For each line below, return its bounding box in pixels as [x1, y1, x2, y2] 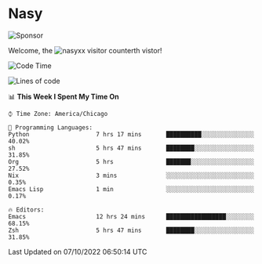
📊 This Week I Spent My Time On [8, 92, 119, 101]
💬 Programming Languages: [8, 123, 93, 132]
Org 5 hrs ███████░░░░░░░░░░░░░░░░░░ [8, 157, 255, 165]
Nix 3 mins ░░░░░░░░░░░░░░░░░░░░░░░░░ [8, 172, 255, 179]
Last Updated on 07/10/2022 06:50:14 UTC [8, 247, 147, 256]
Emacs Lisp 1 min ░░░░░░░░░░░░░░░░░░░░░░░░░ [8, 185, 255, 193]
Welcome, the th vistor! [8, 45, 162, 55]
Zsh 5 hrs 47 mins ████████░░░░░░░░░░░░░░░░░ [8, 226, 255, 234]
